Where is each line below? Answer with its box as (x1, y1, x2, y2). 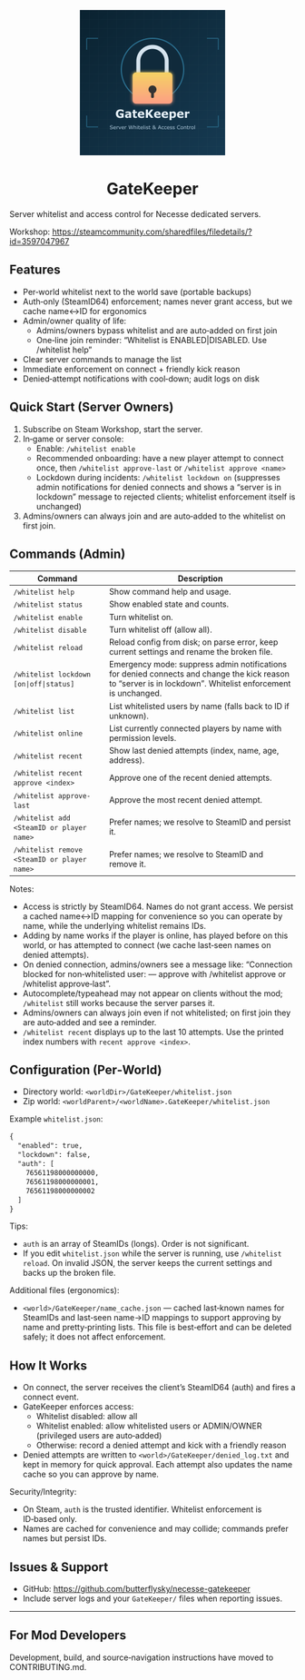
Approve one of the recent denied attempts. (108, 772, 272, 783)
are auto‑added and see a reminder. (22, 1016, 157, 1027)
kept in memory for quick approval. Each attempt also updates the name (22, 1459, 293, 1470)
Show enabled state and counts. (108, 598, 230, 609)
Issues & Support (9, 1559, 109, 1575)
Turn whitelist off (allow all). (108, 624, 212, 635)
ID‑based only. (22, 1514, 77, 1525)
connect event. (22, 1391, 79, 1403)
